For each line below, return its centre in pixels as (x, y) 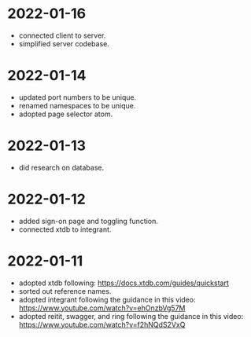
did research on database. (61, 167)
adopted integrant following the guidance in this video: (107, 299)
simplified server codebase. (64, 43)
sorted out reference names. (65, 291)
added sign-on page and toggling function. (89, 221)
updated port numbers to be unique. (78, 97)
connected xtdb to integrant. (65, 229)
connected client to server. (62, 35)
